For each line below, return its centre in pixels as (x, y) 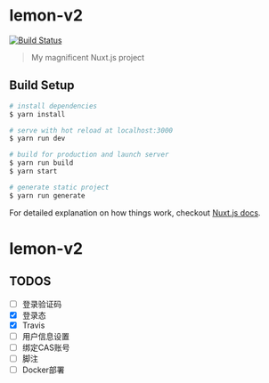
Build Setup (42, 86)
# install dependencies (53, 106)
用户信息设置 (45, 336)
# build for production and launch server (89, 155)
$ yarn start (33, 171)
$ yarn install (37, 114)
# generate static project (59, 187)
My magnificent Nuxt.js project (88, 57)
